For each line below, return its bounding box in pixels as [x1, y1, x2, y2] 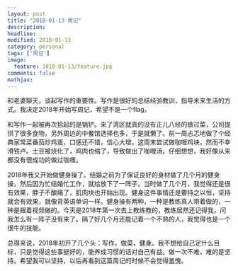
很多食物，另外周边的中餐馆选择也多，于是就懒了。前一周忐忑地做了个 [19, 129, 225, 138]
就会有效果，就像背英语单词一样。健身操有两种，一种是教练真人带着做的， [7, 197, 225, 206]
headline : [7, 30, 37, 38]
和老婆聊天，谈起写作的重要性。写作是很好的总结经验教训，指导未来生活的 [7, 96, 225, 105]
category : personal [7, 43, 65, 50]
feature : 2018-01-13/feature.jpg [13, 63, 113, 70]
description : [7, 23, 46, 30]
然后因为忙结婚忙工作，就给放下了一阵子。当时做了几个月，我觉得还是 [19, 180, 225, 188]
